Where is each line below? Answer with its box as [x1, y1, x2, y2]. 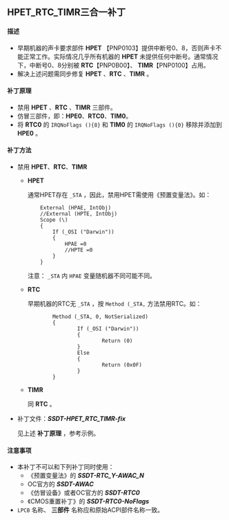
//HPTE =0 [64, 247, 93, 253]
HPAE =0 [64, 240, 87, 247]
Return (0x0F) [101, 362, 143, 368]
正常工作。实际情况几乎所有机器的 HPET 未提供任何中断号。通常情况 [23, 52, 219, 61]
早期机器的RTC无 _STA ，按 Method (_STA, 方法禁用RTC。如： [27, 300, 202, 308]
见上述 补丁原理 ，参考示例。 [17, 429, 100, 437]
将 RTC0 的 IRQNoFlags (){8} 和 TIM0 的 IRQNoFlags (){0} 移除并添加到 [17, 120, 223, 129]
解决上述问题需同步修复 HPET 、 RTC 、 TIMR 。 [17, 70, 153, 78]
